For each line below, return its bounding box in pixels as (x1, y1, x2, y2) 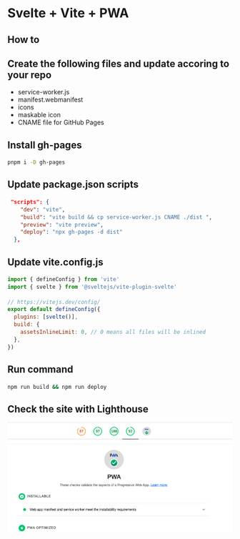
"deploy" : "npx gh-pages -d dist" (20, 229, 123, 236)
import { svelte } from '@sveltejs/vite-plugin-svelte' (7, 283, 177, 290)
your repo (7, 69, 52, 81)
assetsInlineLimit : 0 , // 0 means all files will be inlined (20, 329, 206, 336)
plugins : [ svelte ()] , (14, 313, 79, 321)
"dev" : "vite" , (20, 206, 66, 213)
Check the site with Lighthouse (7, 402, 149, 415)
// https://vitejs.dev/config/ (7, 298, 101, 305)
